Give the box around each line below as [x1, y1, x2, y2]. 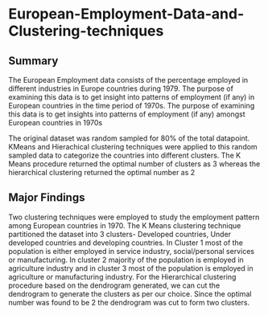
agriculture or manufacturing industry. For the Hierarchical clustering [8, 272, 237, 281]
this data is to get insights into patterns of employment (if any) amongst [8, 109, 245, 119]
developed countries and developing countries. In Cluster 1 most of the [8, 238, 244, 247]
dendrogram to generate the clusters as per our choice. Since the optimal [8, 288, 252, 298]
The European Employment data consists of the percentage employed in [8, 76, 249, 84]
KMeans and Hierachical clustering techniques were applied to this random [8, 142, 258, 151]
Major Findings [8, 190, 85, 205]
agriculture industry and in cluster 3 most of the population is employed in [8, 263, 254, 273]
